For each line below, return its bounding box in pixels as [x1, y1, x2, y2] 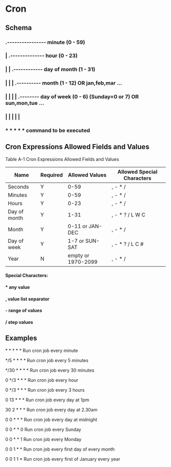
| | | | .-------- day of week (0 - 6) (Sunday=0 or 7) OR [5, 93, 139, 100]
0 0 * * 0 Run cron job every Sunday [5, 426, 81, 432]
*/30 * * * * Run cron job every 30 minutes [5, 367, 95, 373]
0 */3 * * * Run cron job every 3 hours [5, 387, 85, 393]
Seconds [8, 183, 30, 190]
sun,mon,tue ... [5, 100, 44, 107]
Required [40, 171, 63, 178]
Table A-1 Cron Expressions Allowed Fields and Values [5, 156, 120, 162]
